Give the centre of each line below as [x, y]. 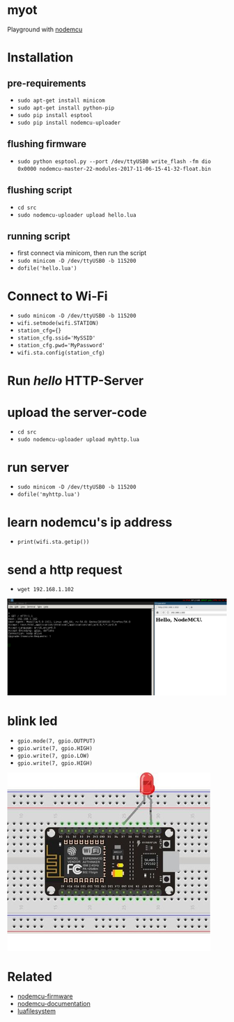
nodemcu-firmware [45, 996]
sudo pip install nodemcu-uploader [69, 123]
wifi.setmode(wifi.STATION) [58, 323]
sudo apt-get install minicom [61, 100]
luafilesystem [36, 1011]
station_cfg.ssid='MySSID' [56, 338]
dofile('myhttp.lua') [48, 495]
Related [30, 977]
